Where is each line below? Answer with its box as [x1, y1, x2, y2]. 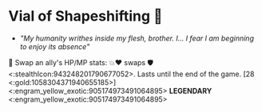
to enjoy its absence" [19, 41, 90, 51]
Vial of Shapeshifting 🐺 [8, 7, 163, 25]
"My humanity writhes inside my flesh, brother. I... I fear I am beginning [19, 33, 254, 43]
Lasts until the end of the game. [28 [137, 69, 255, 79]
